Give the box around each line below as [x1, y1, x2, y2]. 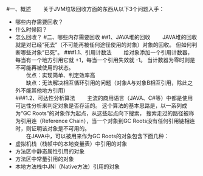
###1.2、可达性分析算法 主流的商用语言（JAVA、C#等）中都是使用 [15, 94, 193, 102]
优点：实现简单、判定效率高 [26, 72, 95, 79]
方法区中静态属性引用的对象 [15, 148, 85, 155]
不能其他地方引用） [20, 87, 69, 94]
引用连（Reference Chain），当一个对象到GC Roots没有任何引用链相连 [20, 118, 196, 124]
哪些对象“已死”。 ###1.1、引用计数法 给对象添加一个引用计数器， [20, 49, 193, 56]
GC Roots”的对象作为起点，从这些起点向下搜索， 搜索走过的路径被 [22, 110, 190, 117]
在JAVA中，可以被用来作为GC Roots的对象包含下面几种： [26, 133, 170, 139]
